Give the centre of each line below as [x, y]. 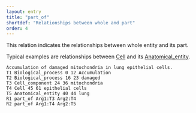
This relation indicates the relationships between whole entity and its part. [97, 45]
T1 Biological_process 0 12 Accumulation [59, 73]
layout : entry [24, 12]
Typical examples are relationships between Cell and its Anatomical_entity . [98, 56]
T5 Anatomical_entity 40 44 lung [48, 94]
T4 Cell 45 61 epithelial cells [46, 89]
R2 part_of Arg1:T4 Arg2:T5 [41, 104]
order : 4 [17, 28]
